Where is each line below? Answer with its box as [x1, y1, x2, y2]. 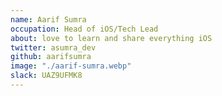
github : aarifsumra [10, 52, 92, 62]
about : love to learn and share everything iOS [10, 33, 213, 43]
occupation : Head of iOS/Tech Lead [10, 24, 159, 34]
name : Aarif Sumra [10, 14, 87, 25]
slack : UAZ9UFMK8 [10, 71, 83, 81]
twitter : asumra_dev [10, 42, 97, 53]
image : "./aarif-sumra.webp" [10, 61, 132, 71]
